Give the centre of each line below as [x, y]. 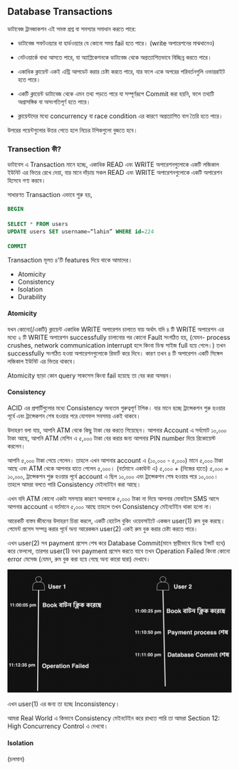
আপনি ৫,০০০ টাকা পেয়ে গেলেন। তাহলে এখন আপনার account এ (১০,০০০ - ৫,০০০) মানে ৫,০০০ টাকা [115, 460]
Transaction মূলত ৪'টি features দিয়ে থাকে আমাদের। [70, 260]
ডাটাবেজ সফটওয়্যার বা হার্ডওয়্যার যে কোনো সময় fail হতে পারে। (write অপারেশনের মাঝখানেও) [116, 43]
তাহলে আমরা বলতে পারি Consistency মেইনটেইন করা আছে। [74, 484]
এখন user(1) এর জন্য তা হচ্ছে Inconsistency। [64, 704]
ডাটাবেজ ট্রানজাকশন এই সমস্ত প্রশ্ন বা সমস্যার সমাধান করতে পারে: [72, 28]
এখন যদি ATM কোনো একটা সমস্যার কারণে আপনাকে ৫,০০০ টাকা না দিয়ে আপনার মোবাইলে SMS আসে [113, 498]
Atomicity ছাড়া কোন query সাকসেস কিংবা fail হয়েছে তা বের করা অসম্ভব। [90, 375]
